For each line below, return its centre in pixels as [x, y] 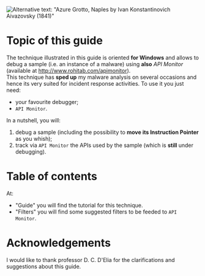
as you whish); [34, 138]
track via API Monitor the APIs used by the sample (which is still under [104, 145]
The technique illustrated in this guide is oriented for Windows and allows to [103, 58]
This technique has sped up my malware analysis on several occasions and [102, 77]
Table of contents [52, 177]
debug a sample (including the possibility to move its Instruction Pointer [107, 132]
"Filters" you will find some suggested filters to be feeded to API [96, 212]
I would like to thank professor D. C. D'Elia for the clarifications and [91, 259]
